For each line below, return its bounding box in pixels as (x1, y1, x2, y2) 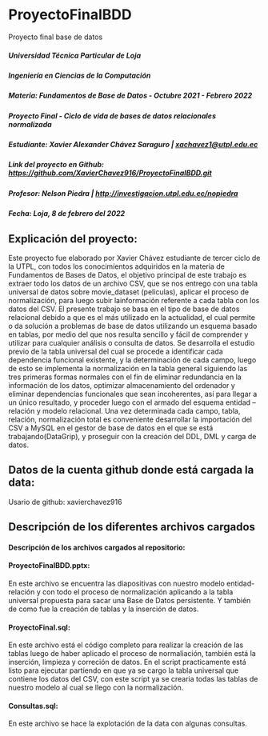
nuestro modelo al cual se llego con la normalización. (8, 682, 184, 693)
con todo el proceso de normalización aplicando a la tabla (42, 586, 234, 597)
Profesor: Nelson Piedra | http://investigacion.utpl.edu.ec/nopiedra (8, 188, 238, 198)
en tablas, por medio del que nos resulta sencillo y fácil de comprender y (8, 330, 249, 339)
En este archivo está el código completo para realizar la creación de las (8, 640, 244, 650)
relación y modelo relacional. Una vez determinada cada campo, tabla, (8, 406, 241, 415)
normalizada (8, 119, 52, 129)
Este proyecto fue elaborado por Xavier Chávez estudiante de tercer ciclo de (8, 253, 261, 262)
